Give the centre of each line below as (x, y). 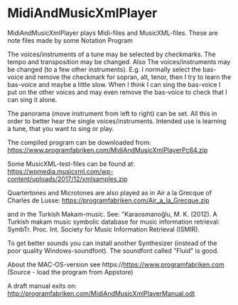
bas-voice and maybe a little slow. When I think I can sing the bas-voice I (114, 84)
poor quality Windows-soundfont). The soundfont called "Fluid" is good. (113, 250)
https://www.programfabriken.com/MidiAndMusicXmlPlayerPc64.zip (108, 150)
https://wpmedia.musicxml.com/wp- (60, 171)
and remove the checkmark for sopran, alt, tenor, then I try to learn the (128, 77)
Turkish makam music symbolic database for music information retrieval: (114, 222)
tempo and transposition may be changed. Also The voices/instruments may (119, 61)
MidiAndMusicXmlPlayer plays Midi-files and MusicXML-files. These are (113, 33)
